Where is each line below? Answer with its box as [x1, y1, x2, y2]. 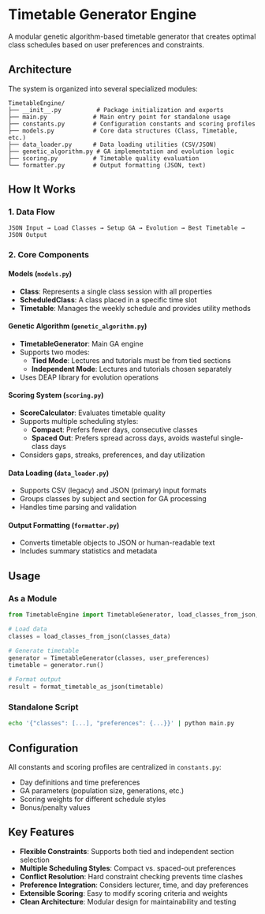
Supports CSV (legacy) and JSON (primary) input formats [19, 485, 207, 495]
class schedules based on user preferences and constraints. [8, 39, 205, 49]
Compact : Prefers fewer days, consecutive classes [31, 425, 198, 434]
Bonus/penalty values [19, 803, 91, 812]
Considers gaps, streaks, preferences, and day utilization [19, 450, 206, 459]
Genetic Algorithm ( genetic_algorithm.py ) [8, 321, 147, 331]
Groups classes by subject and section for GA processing [19, 494, 207, 504]
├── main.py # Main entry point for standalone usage [8, 113, 231, 121]
